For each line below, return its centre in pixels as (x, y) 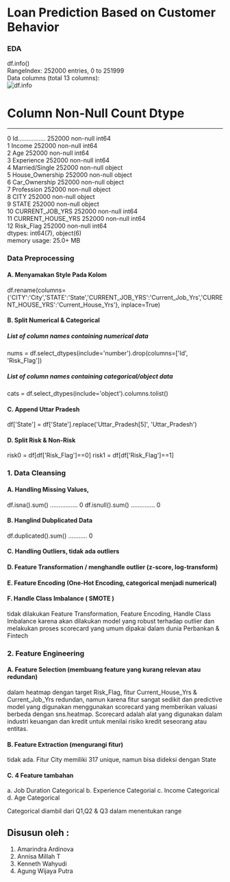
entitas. (18, 728)
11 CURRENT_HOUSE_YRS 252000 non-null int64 (76, 219)
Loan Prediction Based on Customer (112, 13)
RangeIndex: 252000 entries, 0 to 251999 (66, 71)
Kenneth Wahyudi (42, 864)
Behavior (33, 27)
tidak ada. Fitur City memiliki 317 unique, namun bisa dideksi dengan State (112, 760)
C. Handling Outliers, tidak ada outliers (63, 551)
